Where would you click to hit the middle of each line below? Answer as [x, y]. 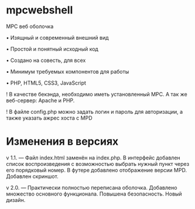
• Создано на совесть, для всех [46, 60]
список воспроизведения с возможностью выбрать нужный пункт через [97, 163]
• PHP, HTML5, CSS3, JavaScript [46, 83]
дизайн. [16, 200]
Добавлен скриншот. [32, 176]
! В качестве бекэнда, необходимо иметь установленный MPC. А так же [97, 94]
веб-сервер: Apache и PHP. [40, 100]
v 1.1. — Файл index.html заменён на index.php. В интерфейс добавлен [93, 158]
